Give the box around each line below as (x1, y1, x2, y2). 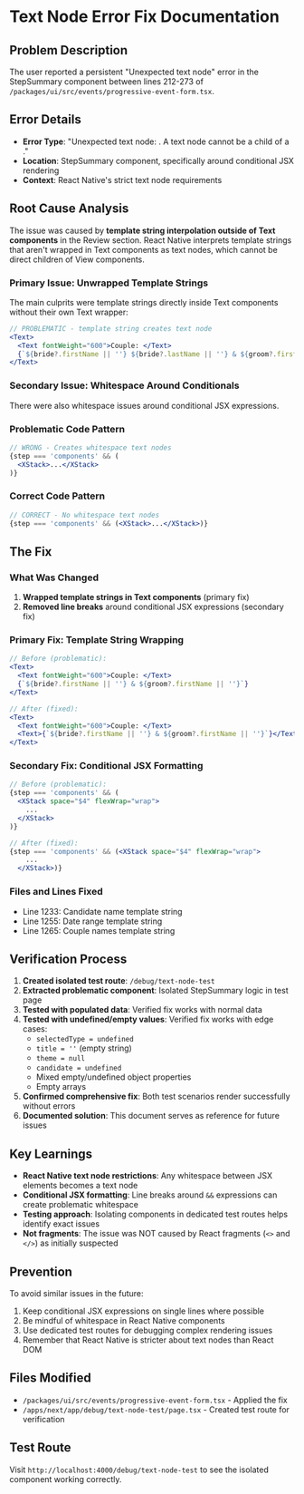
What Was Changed (9, 571, 100, 584)
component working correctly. (9, 1473, 122, 1484)
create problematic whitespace (22, 1199, 138, 1210)
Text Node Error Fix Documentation (9, 6, 280, 27)
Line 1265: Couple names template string (22, 925, 176, 936)
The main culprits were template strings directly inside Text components (9, 296, 279, 307)
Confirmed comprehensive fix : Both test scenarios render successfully (22, 1091, 291, 1102)
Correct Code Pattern (9, 490, 106, 502)
